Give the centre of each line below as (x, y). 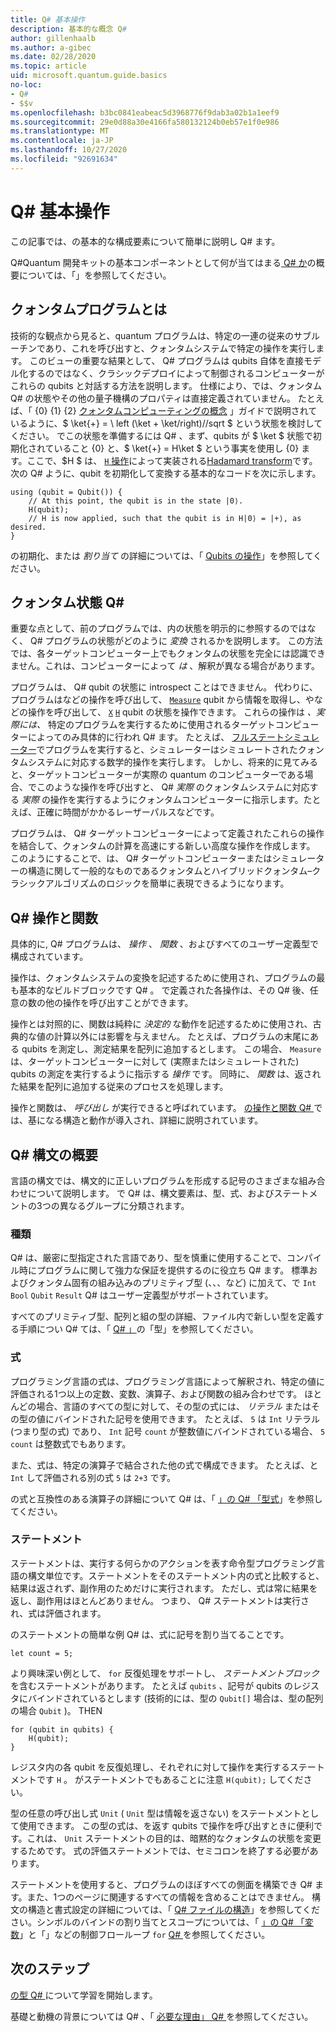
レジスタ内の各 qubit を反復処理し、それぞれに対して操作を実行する (150, 1767)
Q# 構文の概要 (54, 1154)
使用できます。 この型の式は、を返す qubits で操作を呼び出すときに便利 (166, 1825)
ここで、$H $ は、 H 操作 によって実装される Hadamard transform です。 (172, 460)
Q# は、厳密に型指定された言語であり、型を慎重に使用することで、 (148, 1258)
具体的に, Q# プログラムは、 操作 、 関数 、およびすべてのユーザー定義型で (164, 944)
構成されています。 (49, 957)
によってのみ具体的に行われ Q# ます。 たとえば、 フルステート (156, 737)
